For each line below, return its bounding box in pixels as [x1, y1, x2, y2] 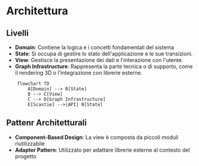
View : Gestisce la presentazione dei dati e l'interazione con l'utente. [14, 57, 184, 63]
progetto [14, 152, 37, 159]
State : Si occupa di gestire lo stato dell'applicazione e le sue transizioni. [14, 50, 193, 57]
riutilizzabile [14, 140, 45, 147]
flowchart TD [17, 81, 50, 87]
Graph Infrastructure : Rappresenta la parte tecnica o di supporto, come [14, 63, 193, 70]
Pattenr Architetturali [6, 118, 87, 128]
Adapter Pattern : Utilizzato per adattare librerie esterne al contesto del [14, 146, 190, 153]
